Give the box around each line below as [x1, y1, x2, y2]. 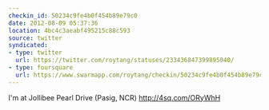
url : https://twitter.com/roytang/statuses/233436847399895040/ [15, 57, 235, 65]
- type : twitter [8, 49, 62, 57]
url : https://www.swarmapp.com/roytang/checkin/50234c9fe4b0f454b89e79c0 [15, 71, 267, 79]
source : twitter [8, 33, 62, 42]
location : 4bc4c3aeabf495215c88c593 [8, 26, 130, 34]
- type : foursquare [8, 64, 74, 72]
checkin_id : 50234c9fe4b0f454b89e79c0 [8, 11, 138, 20]
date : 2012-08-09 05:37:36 [8, 19, 98, 27]
